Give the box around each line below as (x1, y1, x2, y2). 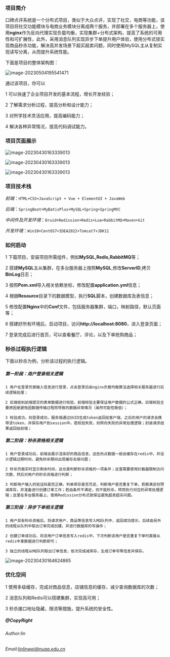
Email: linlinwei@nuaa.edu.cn (5, 646, 66, 652)
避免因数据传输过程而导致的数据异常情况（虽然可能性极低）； (20, 405, 128, 410)
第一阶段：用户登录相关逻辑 (5, 371, 63, 377)
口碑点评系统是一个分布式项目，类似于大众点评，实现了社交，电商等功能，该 (5, 17, 165, 23)
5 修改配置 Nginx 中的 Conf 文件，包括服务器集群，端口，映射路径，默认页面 (5, 304, 161, 310)
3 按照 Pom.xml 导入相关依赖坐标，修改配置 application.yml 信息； (5, 282, 142, 288)
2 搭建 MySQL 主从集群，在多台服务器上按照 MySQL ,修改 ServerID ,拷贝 (5, 265, 151, 271)
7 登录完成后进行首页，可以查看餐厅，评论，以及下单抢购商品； (5, 332, 138, 338)
